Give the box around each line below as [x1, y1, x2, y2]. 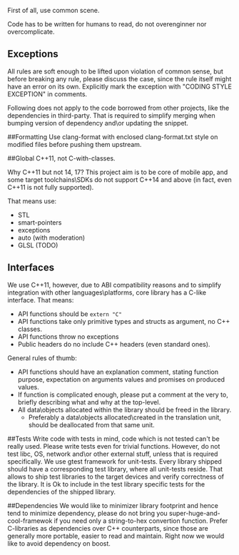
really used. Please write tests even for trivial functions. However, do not [7, 442, 220, 450]
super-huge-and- [168, 509, 220, 517]
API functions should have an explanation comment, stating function [17, 367, 219, 376]
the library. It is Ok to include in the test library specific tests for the [7, 479, 205, 488]
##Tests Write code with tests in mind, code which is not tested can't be [7, 434, 220, 443]
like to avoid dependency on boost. [7, 539, 111, 548]
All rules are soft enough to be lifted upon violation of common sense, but [7, 67, 223, 76]
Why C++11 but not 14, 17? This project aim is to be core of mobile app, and [7, 168, 228, 176]
